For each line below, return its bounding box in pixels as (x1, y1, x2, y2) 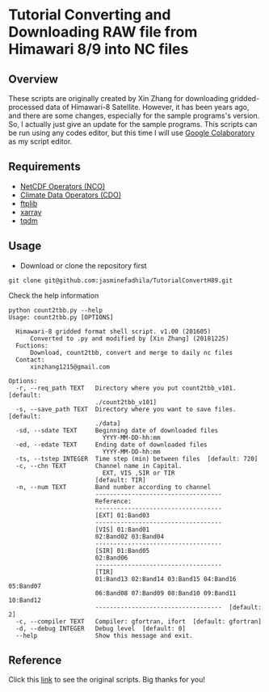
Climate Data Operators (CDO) (19, 190, 122, 200)
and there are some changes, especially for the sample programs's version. (8, 111, 260, 120)
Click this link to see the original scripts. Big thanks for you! (8, 675, 206, 685)
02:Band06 (95, 554, 128, 562)
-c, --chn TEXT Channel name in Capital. (15, 462, 183, 470)
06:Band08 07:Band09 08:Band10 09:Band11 (95, 589, 237, 597)
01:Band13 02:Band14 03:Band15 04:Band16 (95, 575, 237, 583)
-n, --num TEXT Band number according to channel (15, 483, 212, 491)
